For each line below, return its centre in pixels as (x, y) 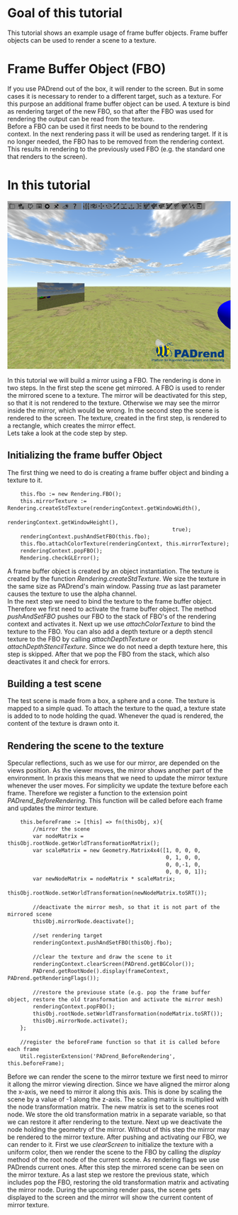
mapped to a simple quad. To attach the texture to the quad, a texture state (117, 709)
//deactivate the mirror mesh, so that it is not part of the (126, 908)
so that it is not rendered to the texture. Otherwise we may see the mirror (114, 403)
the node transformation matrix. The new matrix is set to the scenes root (113, 1107)
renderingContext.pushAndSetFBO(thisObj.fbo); (103, 943)
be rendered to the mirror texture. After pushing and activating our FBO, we (117, 1137)
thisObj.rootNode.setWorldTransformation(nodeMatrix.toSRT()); (128, 1014)
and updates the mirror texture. (53, 808)
